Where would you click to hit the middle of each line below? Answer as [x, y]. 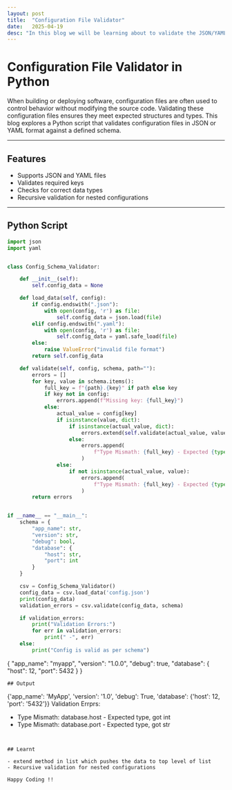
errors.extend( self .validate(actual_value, [145, 433]
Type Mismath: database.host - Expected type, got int [94, 717]
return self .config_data [68, 356]
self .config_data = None [68, 286]
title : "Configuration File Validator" [66, 20]
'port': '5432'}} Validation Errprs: [54, 703]
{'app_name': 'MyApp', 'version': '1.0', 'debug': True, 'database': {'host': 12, [114, 696]
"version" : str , [55, 535]
